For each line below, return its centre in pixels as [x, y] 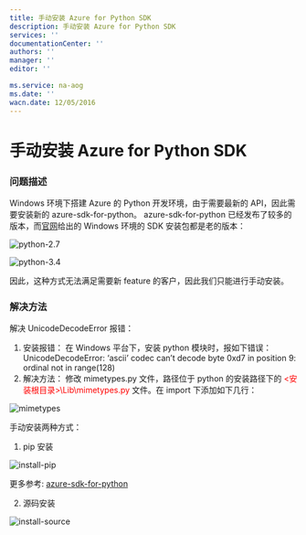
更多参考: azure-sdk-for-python [69, 484]
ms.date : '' [32, 94]
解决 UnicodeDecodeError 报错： [72, 328]
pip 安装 [38, 447]
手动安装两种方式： [46, 427]
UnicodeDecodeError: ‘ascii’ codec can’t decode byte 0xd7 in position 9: [159, 358]
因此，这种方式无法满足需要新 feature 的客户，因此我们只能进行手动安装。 [149, 281]
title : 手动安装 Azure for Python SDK [81, 18]
